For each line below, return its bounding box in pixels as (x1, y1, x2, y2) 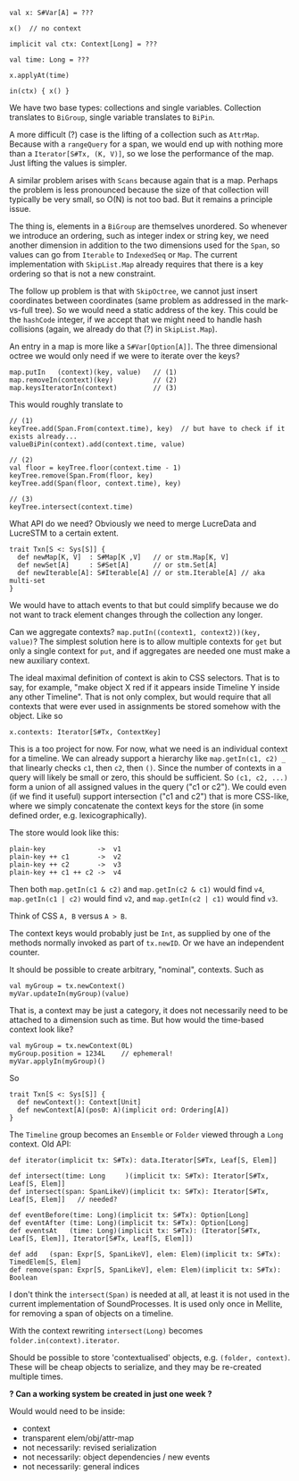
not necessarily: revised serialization (21, 1443, 157, 1452)
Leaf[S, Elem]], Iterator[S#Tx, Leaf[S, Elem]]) (9, 1234, 194, 1243)
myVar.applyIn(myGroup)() (9, 1057, 105, 1066)
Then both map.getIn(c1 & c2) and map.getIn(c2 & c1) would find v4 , (9, 884, 265, 894)
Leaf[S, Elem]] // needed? (9, 1195, 118, 1204)
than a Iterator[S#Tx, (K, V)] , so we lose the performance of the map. (9, 148, 275, 158)
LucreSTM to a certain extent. (9, 528, 119, 538)
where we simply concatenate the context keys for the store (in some (9, 800, 264, 811)
